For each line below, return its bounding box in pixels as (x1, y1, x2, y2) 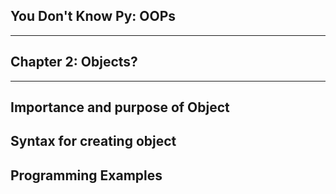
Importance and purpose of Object (10, 99, 230, 116)
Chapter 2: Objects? (10, 54, 138, 71)
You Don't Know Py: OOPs (10, 8, 176, 25)
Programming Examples (10, 167, 163, 184)
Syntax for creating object (10, 133, 177, 150)
